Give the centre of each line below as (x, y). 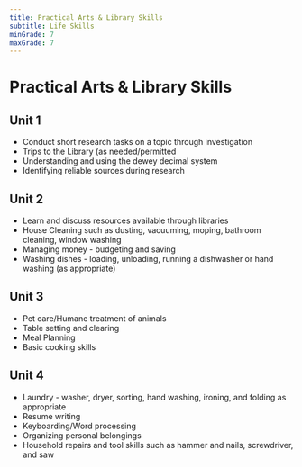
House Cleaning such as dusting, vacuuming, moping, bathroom (142, 230)
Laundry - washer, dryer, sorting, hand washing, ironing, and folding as (154, 397)
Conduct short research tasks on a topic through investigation (137, 142)
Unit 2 (27, 199)
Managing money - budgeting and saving (99, 249)
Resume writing (51, 416)
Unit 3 (27, 296)
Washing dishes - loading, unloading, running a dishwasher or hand (148, 259)
